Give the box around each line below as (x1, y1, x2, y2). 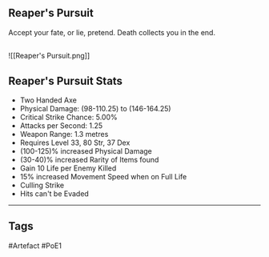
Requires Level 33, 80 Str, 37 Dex (19, 138, 130, 147)
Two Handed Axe (19, 95, 78, 105)
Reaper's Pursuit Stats (8, 74, 122, 87)
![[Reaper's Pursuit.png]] (8, 51, 90, 61)
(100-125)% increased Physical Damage (19, 147, 152, 156)
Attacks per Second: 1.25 (19, 121, 103, 131)
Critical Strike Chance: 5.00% (19, 112, 118, 122)
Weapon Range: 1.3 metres (19, 130, 109, 139)
